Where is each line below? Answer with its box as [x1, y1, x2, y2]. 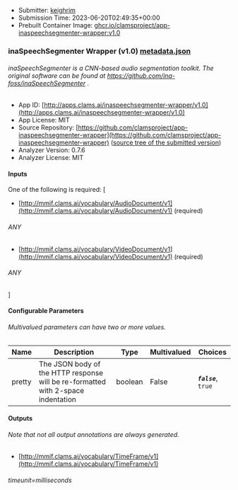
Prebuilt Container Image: [18, 21, 93, 29]
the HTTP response [38, 367, 104, 377]
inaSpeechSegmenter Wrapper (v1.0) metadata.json [8, 46, 191, 56]
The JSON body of [38, 359, 101, 369]
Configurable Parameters [8, 307, 84, 315]
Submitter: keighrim [18, 6, 76, 14]
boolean [116, 377, 143, 387]
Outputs [8, 414, 33, 423]
